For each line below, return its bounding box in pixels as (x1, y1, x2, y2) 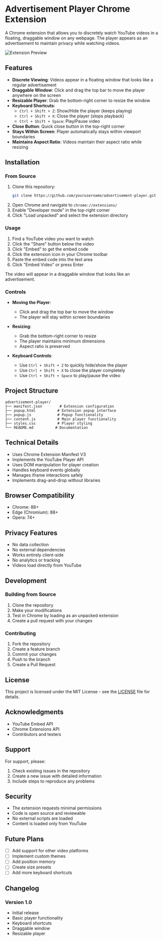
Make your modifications (12, 607, 62, 613)
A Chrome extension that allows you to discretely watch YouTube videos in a (5, 30, 158, 36)
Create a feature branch (12, 646, 60, 652)
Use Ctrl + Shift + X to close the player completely (19, 367, 126, 373)
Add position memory (12, 859, 56, 864)
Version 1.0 (5, 899, 33, 905)
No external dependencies (12, 547, 66, 553)
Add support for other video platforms (12, 848, 89, 854)
